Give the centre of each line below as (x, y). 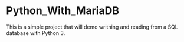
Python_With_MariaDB (63, 11)
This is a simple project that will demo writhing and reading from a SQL (92, 27)
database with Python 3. (36, 33)
